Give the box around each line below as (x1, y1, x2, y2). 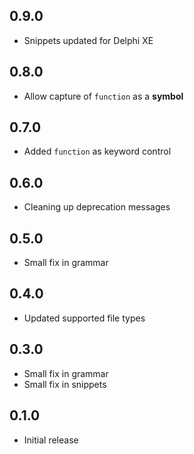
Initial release (23, 434, 79, 446)
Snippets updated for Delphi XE (23, 34, 154, 46)
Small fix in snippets (23, 378, 107, 390)
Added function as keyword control (23, 145, 172, 158)
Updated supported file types (23, 312, 146, 324)
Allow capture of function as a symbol (23, 90, 184, 102)
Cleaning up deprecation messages (23, 201, 171, 213)
